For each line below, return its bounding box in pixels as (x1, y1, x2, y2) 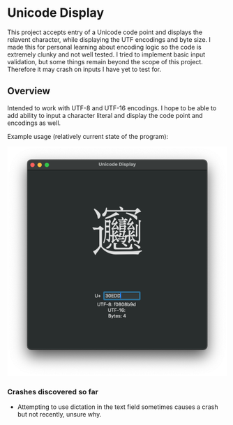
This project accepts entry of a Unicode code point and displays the (7, 28, 203, 36)
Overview (7, 85, 51, 97)
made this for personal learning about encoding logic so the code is (7, 43, 202, 51)
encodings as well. (7, 119, 61, 127)
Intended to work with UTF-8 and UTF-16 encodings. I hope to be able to (7, 103, 217, 112)
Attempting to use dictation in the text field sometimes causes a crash (17, 403, 218, 411)
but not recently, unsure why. (17, 410, 102, 419)
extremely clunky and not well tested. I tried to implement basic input (7, 50, 206, 59)
